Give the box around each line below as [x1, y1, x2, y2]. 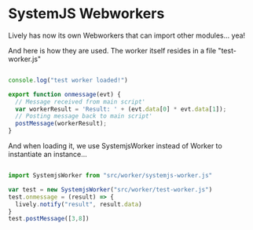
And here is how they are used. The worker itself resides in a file [8, 46, 217, 55]
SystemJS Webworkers [8, 5, 165, 23]
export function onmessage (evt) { [8, 90, 122, 98]
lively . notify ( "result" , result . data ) [15, 200, 143, 208]
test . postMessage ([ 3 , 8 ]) [8, 215, 90, 223]
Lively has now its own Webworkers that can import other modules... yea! [8, 31, 246, 40]
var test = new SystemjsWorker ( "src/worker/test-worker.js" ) [8, 185, 213, 193]
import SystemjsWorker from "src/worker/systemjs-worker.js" [8, 172, 213, 180]
